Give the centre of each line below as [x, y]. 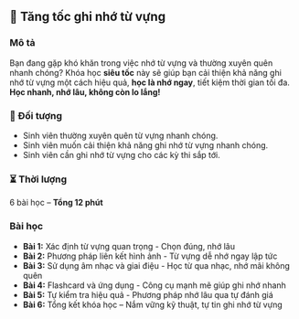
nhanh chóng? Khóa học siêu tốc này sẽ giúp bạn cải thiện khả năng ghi [145, 72]
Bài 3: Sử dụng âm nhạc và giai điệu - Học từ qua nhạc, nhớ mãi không [156, 265]
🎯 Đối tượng [36, 115]
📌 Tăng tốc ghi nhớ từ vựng [88, 17]
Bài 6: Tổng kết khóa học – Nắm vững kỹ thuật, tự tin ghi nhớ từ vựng [153, 304]
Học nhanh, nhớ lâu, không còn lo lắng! [85, 91]
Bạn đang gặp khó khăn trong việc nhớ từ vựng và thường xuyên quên [141, 63]
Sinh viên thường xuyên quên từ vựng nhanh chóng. [120, 135]
